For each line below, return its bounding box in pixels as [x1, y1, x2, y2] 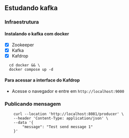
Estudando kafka [4, 4, 58, 12]
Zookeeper [11, 42, 34, 48]
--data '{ [13, 120, 34, 125]
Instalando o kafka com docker [4, 30, 69, 36]
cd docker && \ [9, 62, 40, 68]
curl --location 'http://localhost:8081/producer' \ [13, 111, 124, 117]
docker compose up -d [9, 67, 54, 72]
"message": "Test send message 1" [22, 125, 93, 130]
